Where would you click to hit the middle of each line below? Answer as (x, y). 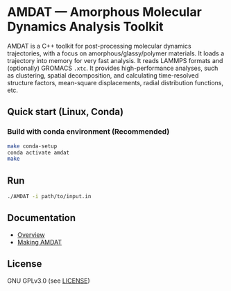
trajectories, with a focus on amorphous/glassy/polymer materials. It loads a (116, 53)
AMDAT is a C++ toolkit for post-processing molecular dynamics (100, 46)
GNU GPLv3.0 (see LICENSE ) (49, 281)
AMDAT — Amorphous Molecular (105, 12)
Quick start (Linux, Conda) (65, 112)
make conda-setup (32, 146)
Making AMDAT (40, 242)
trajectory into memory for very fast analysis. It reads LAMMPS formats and (115, 60)
